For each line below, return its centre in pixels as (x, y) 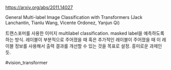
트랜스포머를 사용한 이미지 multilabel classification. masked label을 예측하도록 (85, 33)
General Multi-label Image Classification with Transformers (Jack (74, 17)
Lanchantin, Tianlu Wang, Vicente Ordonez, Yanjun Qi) (62, 23)
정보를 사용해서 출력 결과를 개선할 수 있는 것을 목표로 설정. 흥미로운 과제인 (88, 46)
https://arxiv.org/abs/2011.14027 (39, 7)
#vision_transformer (26, 63)
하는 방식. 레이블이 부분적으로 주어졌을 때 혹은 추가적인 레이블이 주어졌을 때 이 (83, 40)
